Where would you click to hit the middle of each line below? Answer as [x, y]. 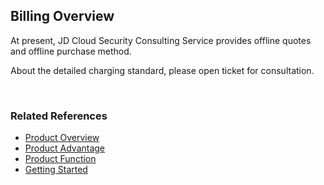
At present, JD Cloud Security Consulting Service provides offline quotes [161, 40]
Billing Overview [62, 16]
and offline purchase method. [71, 51]
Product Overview [62, 138]
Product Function [60, 159]
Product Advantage [65, 148]
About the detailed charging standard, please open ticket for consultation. [162, 70]
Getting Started [56, 170]
